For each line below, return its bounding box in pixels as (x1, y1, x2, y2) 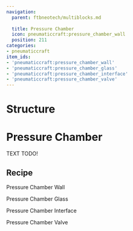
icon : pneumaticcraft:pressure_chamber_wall (11, 31, 126, 37)
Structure (6, 102, 56, 116)
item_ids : (6, 54, 31, 60)
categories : (6, 43, 36, 49)
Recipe (6, 168, 33, 178)
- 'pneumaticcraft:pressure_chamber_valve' (6, 76, 118, 82)
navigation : (6, 8, 36, 15)
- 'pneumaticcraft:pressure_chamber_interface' (6, 71, 129, 77)
